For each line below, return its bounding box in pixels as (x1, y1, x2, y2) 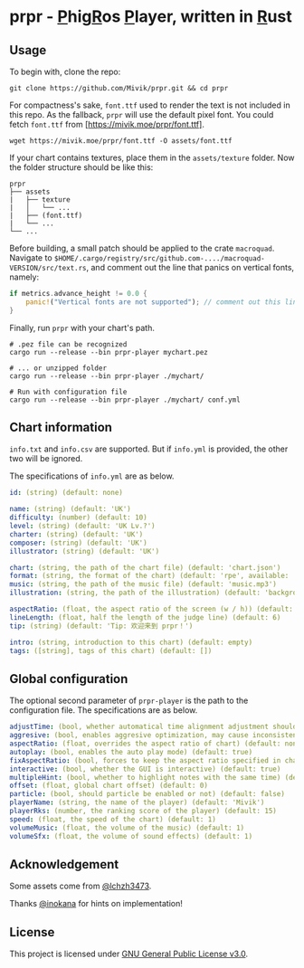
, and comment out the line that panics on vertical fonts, (86, 262, 295, 272)
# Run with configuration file (9, 387, 128, 396)
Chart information (9, 420, 113, 435)
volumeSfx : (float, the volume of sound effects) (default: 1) (9, 831, 253, 840)
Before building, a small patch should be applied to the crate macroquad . (9, 242, 275, 253)
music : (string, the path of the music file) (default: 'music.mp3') (9, 580, 278, 589)
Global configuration (9, 671, 128, 687)
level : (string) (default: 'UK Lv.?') (9, 522, 156, 531)
